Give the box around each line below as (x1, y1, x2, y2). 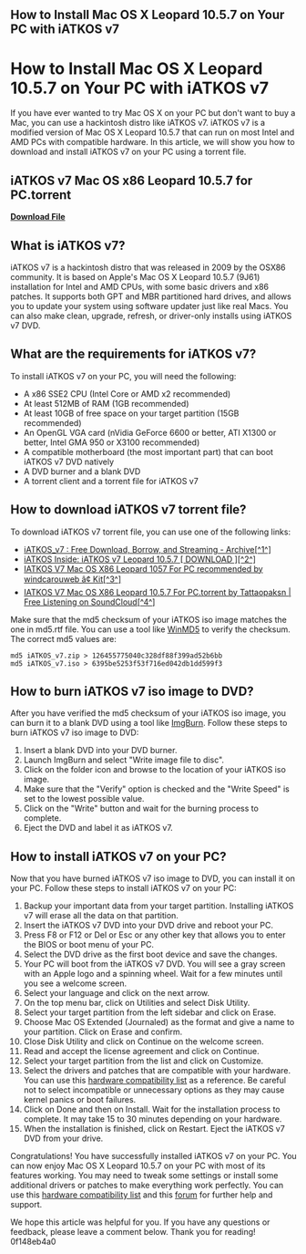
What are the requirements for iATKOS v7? (10, 347, 257, 362)
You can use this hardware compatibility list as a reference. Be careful (23, 1075, 286, 1086)
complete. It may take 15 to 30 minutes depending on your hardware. (23, 1114, 282, 1124)
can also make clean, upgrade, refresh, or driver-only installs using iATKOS (10, 310, 292, 321)
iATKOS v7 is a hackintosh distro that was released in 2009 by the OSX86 (10, 262, 286, 273)
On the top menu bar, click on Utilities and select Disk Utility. (23, 998, 250, 1009)
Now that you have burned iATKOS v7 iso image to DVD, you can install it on (10, 873, 295, 884)
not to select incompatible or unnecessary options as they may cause (23, 1084, 285, 1095)
